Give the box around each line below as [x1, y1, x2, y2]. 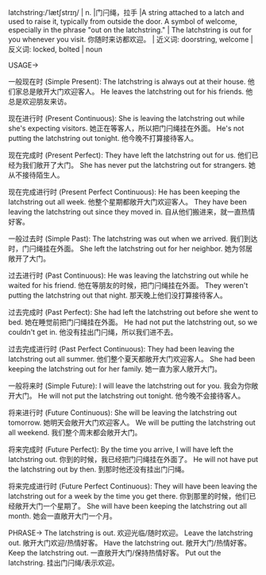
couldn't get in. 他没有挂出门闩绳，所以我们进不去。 [8, 328, 178, 336]
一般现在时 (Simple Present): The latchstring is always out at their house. [8, 77, 246, 86]
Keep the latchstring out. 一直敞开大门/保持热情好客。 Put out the [8, 548, 222, 558]
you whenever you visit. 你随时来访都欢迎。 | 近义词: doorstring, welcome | [8, 35, 253, 44]
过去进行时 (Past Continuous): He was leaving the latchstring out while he [8, 270, 249, 280]
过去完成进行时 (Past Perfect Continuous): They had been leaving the [8, 344, 235, 353]
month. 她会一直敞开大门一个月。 [8, 511, 117, 520]
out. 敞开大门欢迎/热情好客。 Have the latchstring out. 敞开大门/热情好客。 [8, 538, 252, 547]
